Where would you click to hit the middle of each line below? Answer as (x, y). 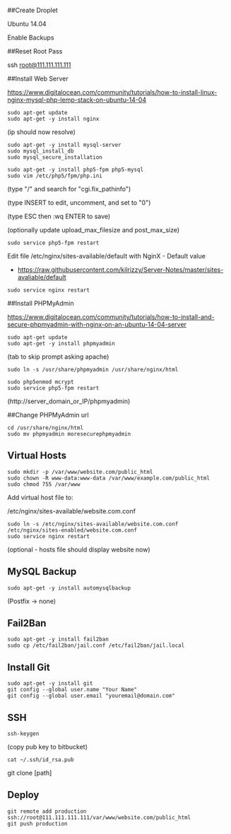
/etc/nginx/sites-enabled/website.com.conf (72, 530)
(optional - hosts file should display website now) (79, 549)
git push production (38, 823)
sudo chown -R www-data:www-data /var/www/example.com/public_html (109, 478)
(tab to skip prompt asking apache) (58, 357)
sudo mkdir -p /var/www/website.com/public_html (80, 472)
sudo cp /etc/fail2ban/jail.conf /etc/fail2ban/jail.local (96, 645)
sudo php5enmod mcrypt (41, 382)
